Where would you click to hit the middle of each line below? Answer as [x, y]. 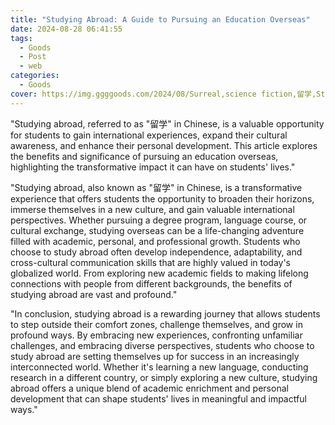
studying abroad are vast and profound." [94, 294]
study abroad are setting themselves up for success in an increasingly [155, 356]
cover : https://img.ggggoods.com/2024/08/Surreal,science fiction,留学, [163, 94]
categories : [35, 76]
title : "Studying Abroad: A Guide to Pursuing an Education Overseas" [160, 19]
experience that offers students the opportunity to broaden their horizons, [162, 198]
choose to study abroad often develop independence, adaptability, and [156, 252]
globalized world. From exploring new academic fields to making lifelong [159, 273]
